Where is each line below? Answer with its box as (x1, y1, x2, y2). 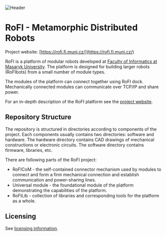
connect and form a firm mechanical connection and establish (12, 171, 139, 178)
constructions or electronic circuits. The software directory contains (5, 142, 144, 148)
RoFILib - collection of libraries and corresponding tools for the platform (12, 192, 160, 198)
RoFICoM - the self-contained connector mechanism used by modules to (12, 166, 162, 172)
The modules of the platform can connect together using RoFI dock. (5, 78, 144, 84)
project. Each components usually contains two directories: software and (5, 131, 155, 137)
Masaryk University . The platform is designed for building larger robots (5, 63, 150, 69)
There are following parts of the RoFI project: (5, 156, 97, 163)
